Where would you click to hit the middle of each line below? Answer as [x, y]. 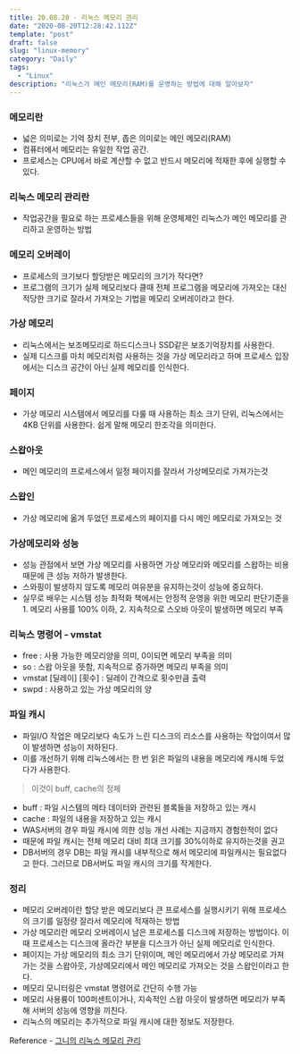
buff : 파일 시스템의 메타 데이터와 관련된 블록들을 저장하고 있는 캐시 [139, 807]
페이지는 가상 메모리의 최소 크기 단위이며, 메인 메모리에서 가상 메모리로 [145, 954]
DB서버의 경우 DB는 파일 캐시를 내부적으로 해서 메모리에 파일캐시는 [139, 852]
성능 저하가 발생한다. [92, 576]
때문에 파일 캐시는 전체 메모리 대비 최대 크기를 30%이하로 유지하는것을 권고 [154, 840]
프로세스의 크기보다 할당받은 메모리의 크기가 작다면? [112, 276]
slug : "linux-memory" [50, 51]
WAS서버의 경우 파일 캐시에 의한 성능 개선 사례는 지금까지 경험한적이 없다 [150, 830]
